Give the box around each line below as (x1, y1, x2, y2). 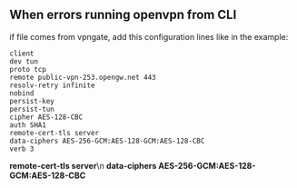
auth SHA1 (9, 120, 47, 130)
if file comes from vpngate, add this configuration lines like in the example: (9, 31, 289, 42)
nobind (9, 88, 35, 98)
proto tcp (9, 64, 47, 74)
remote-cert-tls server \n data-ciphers (9, 160, 157, 171)
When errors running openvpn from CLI (9, 7, 237, 23)
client (9, 49, 35, 58)
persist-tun (9, 104, 54, 114)
